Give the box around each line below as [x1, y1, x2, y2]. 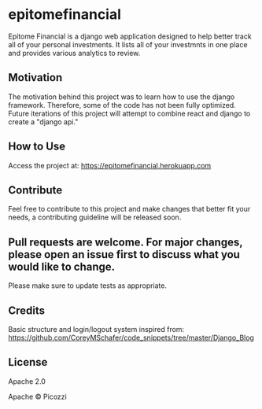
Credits [8, 304, 46, 317]
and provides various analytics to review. [8, 48, 141, 57]
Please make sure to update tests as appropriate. [8, 281, 168, 290]
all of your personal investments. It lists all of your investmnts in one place [8, 39, 248, 49]
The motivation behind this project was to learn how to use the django [8, 92, 235, 101]
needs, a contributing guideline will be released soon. [8, 212, 182, 222]
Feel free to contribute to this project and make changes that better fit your [8, 204, 251, 214]
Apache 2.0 [8, 376, 46, 386]
